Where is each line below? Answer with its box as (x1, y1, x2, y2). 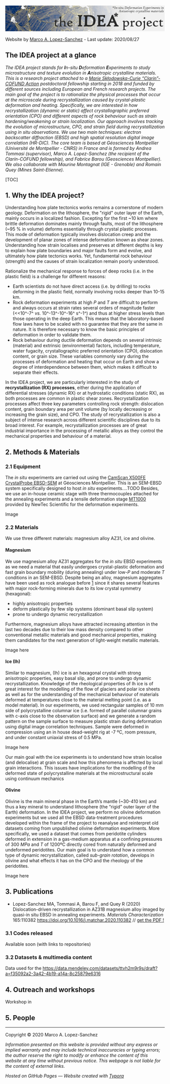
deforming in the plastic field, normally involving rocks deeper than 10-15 (12, 289, 165, 295)
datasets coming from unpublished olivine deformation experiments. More (5, 825, 160, 831)
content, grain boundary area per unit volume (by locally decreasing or (5, 406, 153, 412)
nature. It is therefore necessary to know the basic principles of (12, 326, 145, 332)
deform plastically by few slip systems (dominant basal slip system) (12, 606, 153, 612)
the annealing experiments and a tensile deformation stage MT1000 (5, 496, 146, 502)
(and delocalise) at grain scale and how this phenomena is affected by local (5, 759, 163, 765)
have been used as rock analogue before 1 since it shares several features (5, 579, 160, 586)
